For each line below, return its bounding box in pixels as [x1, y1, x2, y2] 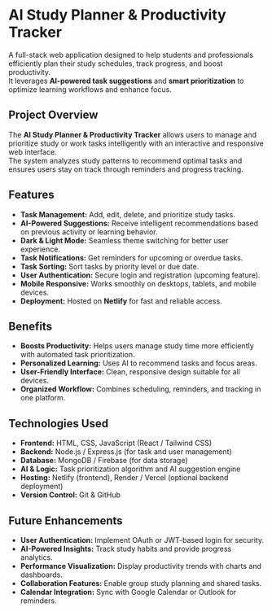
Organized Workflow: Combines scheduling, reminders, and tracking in [20, 384, 261, 394]
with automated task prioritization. [20, 350, 135, 360]
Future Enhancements [8, 514, 124, 527]
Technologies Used [8, 417, 108, 431]
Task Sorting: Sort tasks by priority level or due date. [20, 261, 200, 271]
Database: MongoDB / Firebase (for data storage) [20, 456, 189, 466]
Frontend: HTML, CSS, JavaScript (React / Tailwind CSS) [20, 438, 213, 448]
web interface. [8, 146, 57, 156]
